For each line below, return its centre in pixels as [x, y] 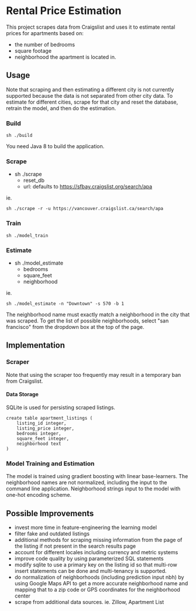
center [23, 596]
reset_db [34, 180]
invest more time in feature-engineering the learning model [85, 527]
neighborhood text [39, 444]
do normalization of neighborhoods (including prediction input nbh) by [99, 577]
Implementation [36, 346]
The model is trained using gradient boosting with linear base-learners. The [97, 476]
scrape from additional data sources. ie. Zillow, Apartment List [89, 602]
